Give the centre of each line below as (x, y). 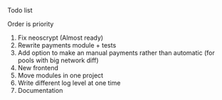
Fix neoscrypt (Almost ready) (60, 38)
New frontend (38, 68)
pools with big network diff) (58, 60)
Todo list (20, 10)
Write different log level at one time (69, 83)
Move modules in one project (60, 75)
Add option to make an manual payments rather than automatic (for (116, 53)
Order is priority (31, 24)
